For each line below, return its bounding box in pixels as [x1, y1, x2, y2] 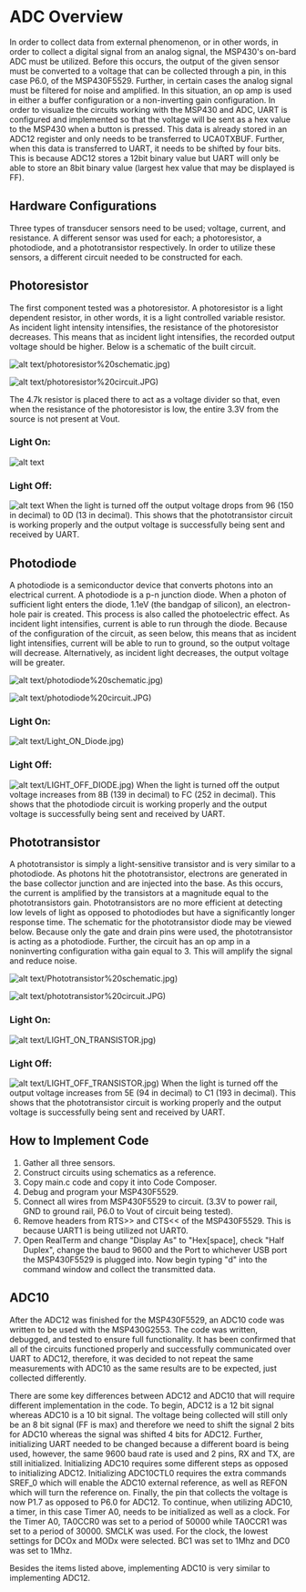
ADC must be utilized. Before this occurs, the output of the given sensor [9, 56, 280, 66]
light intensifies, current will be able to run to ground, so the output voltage [9, 638, 291, 648]
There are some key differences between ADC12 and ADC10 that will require [9, 1390, 296, 1401]
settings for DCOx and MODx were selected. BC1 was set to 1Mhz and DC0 [9, 1535, 291, 1546]
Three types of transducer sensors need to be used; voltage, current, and [9, 222, 287, 233]
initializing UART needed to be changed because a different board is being [9, 1438, 290, 1449]
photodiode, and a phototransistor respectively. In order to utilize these [9, 241, 276, 252]
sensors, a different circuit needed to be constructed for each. [9, 251, 243, 262]
